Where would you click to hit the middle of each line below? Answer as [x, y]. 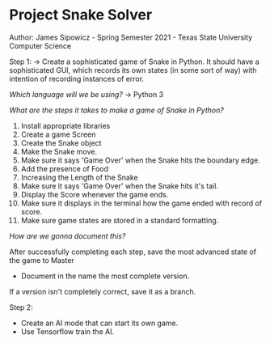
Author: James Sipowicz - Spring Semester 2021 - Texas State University [131, 37]
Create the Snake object [61, 142]
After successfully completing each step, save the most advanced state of [133, 252]
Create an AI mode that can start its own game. [99, 323]
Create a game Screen [58, 134]
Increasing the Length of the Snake [79, 177]
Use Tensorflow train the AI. [67, 331]
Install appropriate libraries [65, 125]
